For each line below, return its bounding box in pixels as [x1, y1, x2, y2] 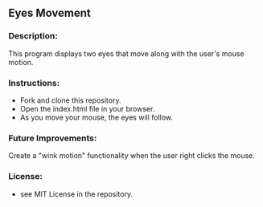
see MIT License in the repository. [19, 189, 134, 199]
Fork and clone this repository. [19, 95, 121, 105]
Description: [8, 30, 58, 42]
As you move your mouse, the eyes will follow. [19, 112, 174, 122]
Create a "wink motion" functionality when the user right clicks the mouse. [8, 151, 255, 160]
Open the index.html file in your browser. [19, 103, 155, 113]
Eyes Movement [8, 6, 91, 20]
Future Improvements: [8, 132, 97, 144]
